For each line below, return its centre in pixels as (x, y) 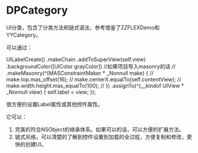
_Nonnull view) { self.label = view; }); (51, 92)
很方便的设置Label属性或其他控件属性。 (54, 104)
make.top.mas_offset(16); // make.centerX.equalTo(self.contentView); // (94, 79)
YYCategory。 (24, 35)
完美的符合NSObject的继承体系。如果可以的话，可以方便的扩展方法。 (99, 129)
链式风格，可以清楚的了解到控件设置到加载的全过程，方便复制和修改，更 (103, 136)
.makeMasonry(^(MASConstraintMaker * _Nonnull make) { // (80, 73)
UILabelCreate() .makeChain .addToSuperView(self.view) (76, 59)
